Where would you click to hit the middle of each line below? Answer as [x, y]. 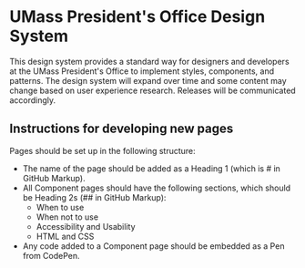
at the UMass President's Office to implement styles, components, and [142, 71]
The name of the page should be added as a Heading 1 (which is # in [151, 168]
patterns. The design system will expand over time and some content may [148, 80]
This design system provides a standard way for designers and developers [149, 61]
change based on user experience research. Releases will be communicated [152, 90]
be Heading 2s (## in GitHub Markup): [94, 197]
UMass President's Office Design [137, 17]
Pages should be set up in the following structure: [102, 150]
